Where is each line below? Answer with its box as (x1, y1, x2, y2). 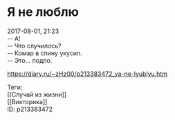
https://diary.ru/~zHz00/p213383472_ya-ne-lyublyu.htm (7, 70, 168, 78)
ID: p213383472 (7, 105, 53, 113)
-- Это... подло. (7, 56, 53, 64)
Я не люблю (7, 4, 80, 20)
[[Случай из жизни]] (7, 90, 67, 99)
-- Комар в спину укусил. (7, 49, 82, 57)
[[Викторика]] (7, 97, 48, 106)
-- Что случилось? (7, 41, 62, 50)
